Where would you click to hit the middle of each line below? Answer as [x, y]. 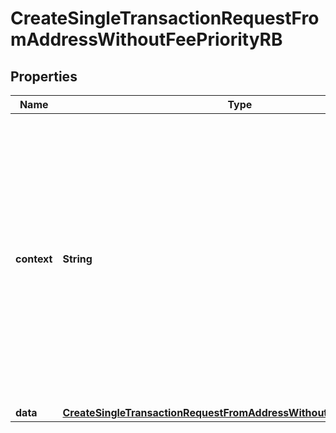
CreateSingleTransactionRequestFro [165, 18]
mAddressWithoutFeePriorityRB [146, 39]
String [77, 259]
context [34, 259]
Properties [44, 76]
